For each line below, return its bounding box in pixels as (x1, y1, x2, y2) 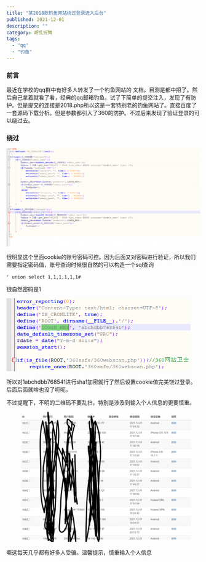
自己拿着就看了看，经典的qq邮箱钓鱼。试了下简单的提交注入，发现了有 (11, 94, 191, 101)
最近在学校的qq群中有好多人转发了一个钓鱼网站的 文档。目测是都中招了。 (6, 86, 192, 93)
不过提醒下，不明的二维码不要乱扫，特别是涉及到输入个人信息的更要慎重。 (6, 398, 195, 406)
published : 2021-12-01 (6, 16, 65, 23)
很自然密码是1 (6, 285, 41, 293)
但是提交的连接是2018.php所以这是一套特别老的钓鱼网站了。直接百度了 (17, 101, 197, 109)
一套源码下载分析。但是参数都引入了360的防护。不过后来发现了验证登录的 (6, 109, 195, 117)
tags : (6, 36, 20, 42)
